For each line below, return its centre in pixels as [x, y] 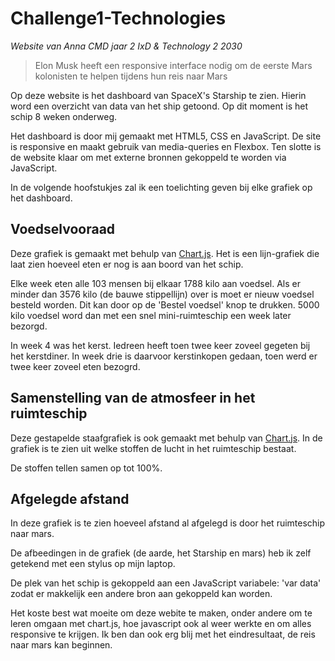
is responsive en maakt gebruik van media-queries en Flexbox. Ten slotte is [166, 146]
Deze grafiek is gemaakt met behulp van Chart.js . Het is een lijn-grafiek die [165, 253]
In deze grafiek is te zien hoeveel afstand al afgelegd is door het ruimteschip [168, 523]
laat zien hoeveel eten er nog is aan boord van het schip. [127, 264]
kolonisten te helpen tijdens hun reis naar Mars [131, 76]
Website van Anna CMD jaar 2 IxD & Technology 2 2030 [126, 46]
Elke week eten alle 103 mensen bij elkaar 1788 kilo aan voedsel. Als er [156, 283]
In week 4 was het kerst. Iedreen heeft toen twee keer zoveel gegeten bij [160, 345]
